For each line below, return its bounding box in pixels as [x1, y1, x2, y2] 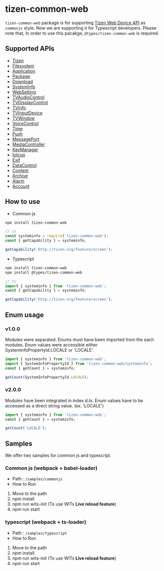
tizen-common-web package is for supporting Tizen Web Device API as [5, 20, 146, 26]
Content [12, 168, 29, 173]
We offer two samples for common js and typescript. [5, 452, 111, 459]
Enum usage [5, 310, 44, 319]
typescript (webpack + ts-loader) [5, 519, 86, 526]
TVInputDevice [12, 110, 43, 116]
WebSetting [12, 89, 36, 95]
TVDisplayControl [12, 100, 48, 105]
